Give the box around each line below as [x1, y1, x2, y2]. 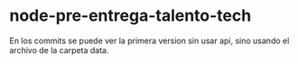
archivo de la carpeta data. [9, 44, 109, 55]
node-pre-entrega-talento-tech [9, 5, 252, 26]
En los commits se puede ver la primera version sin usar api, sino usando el [9, 35, 290, 46]
